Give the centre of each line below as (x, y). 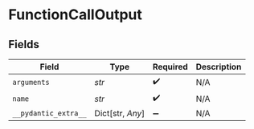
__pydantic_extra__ (49, 113)
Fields (24, 44)
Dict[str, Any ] (120, 113)
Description (219, 67)
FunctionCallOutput (76, 15)
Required (170, 67)
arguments (31, 82)
